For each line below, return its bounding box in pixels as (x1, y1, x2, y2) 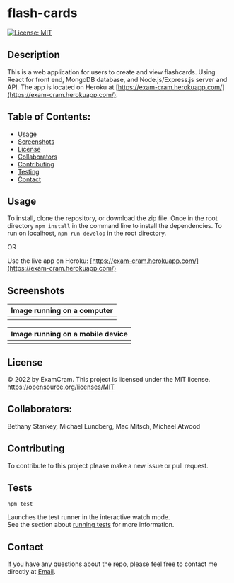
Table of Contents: (7, 111, 91, 123)
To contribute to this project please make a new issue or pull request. (7, 461, 209, 470)
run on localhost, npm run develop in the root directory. (7, 229, 167, 238)
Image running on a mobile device (11, 329, 129, 339)
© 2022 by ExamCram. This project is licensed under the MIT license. (7, 375, 211, 383)
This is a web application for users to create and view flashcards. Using (7, 67, 216, 76)
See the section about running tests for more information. (7, 521, 175, 529)
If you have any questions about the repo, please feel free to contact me (7, 560, 218, 568)
